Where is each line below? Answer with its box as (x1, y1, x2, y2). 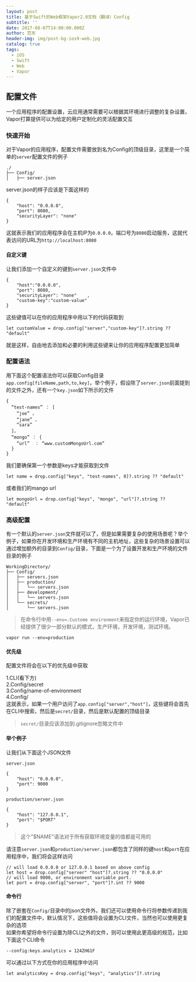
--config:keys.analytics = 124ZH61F (6, 947, 95, 954)
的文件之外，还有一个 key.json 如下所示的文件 (6, 386, 114, 393)
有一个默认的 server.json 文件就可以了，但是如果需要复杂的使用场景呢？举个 (6, 530, 188, 537)
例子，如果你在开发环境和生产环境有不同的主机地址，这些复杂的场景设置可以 (6, 538, 190, 545)
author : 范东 (6, 30, 36, 36)
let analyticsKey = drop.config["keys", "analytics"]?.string (6, 970, 160, 976)
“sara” (16, 422, 33, 428)
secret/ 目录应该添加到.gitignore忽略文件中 (20, 720, 124, 727)
